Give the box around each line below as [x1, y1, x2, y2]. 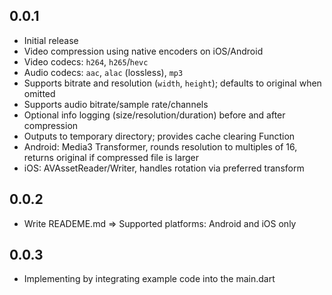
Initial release [23, 34, 79, 46]
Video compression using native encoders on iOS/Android [23, 45, 264, 57]
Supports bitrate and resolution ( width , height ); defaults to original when [23, 77, 322, 89]
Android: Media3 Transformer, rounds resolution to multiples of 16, [23, 140, 298, 153]
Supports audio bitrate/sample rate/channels [23, 98, 209, 110]
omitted [23, 87, 56, 99]
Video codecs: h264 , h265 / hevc [23, 55, 149, 68]
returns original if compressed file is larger [23, 151, 200, 163]
